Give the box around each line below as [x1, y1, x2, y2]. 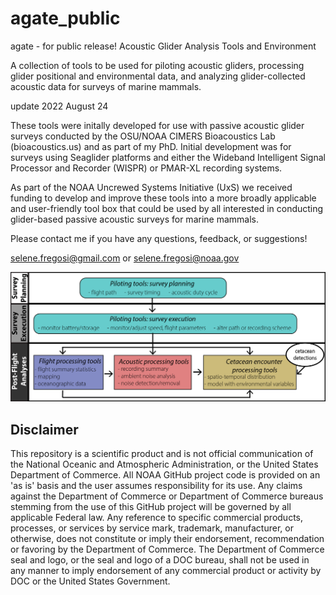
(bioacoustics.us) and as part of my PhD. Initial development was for [10, 140, 292, 152]
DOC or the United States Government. [10, 575, 171, 587]
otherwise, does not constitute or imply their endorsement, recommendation [10, 532, 325, 544]
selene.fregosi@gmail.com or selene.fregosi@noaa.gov [10, 252, 240, 264]
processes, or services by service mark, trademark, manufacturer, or [10, 522, 294, 534]
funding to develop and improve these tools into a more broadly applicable [10, 192, 317, 204]
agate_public [10, 7, 121, 30]
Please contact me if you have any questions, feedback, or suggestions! [10, 232, 308, 244]
